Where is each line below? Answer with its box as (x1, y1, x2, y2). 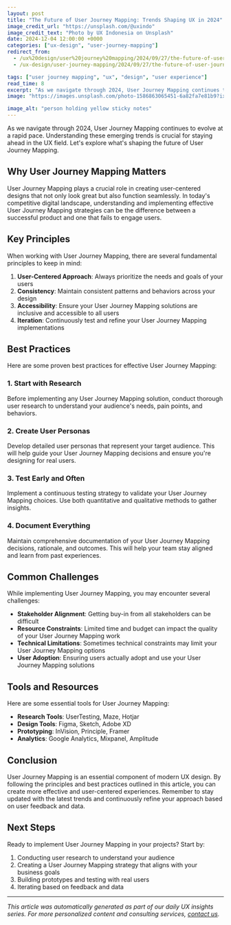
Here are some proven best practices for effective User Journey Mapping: (7, 362, 217, 370)
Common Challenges (7, 572, 99, 583)
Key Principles (7, 233, 71, 245)
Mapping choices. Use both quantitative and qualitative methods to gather (7, 497, 217, 505)
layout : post (7, 10, 45, 17)
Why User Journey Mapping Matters (7, 166, 166, 177)
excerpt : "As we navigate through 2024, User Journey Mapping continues (7, 87, 220, 94)
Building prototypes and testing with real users (16, 875, 150, 884)
